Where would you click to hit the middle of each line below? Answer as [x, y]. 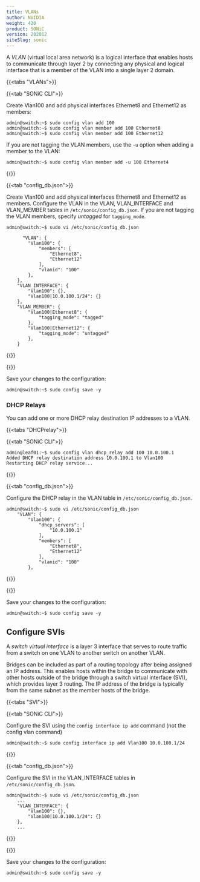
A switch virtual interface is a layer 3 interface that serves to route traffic [97, 646]
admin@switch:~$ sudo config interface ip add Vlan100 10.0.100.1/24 [96, 743]
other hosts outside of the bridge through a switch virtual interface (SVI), [97, 678]
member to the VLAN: [33, 151]
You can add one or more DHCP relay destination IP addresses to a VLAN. [98, 418]
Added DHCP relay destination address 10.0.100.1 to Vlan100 [85, 458]
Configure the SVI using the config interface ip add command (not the [96, 726]
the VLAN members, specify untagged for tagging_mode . [76, 216]
